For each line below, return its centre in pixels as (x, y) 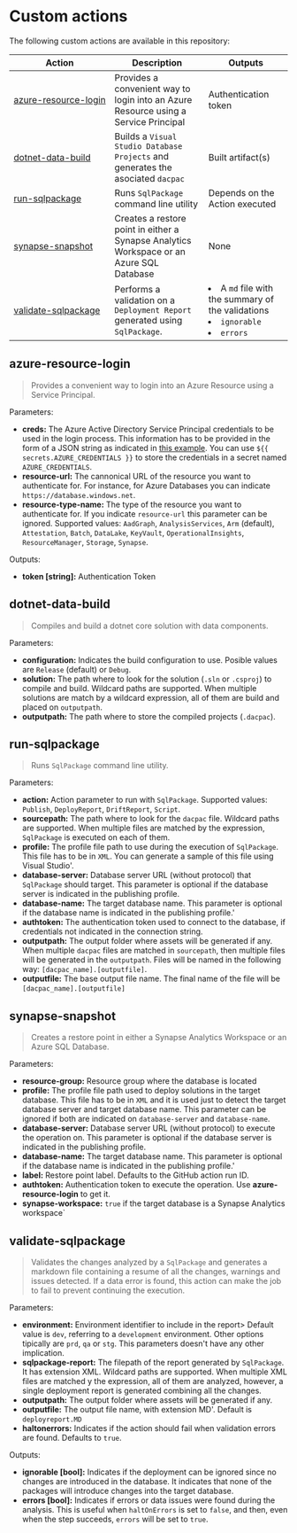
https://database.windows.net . (79, 494)
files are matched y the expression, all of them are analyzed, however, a (152, 1381)
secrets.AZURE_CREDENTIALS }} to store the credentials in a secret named (154, 457)
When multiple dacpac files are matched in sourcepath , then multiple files (153, 951)
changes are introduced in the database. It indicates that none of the (147, 1481)
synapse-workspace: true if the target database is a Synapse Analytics (153, 1203)
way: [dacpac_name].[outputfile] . (84, 969)
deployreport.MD (52, 1420)
